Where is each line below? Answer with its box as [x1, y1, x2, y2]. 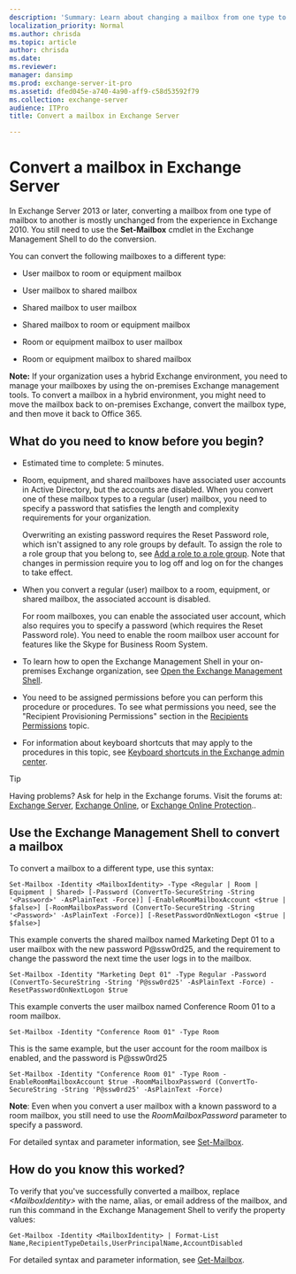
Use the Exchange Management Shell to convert [9, 825, 280, 840]
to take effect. [21, 567, 73, 578]
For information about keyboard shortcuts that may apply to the [21, 737, 254, 748]
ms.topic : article [9, 37, 77, 47]
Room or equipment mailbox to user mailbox [21, 337, 183, 348]
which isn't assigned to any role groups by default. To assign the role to [21, 539, 283, 549]
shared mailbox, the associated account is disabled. [21, 594, 211, 604]
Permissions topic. [21, 720, 90, 731]
